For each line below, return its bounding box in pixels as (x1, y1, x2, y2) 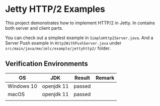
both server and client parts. (5, 25, 64, 31)
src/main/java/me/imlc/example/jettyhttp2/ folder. (5, 45, 111, 51)
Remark (95, 74, 115, 81)
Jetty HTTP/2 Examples (5, 3, 105, 15)
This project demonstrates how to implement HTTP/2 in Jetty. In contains (5, 20, 155, 26)
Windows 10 (7, 83, 37, 90)
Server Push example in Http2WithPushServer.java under (5, 40, 122, 46)
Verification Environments (5, 59, 88, 68)
